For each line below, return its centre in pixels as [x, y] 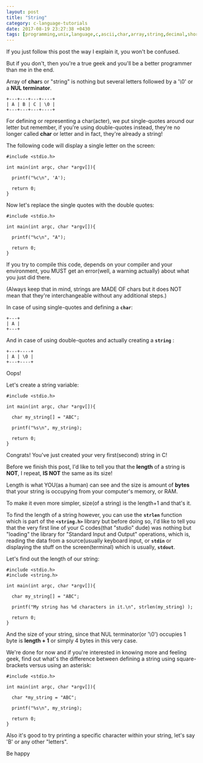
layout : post [23, 12]
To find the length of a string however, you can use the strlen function [94, 515]
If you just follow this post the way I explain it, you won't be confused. [93, 52]
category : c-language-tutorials [47, 23]
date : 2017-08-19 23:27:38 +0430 [48, 29]
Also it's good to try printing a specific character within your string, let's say [101, 735]
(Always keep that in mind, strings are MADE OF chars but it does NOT [94, 289]
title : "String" [27, 18]
